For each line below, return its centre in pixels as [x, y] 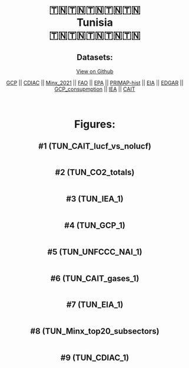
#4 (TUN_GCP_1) [95, 226]
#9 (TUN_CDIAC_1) [95, 358]
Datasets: [95, 57]
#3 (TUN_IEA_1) [95, 199]
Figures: [95, 124]
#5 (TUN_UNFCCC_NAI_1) [95, 252]
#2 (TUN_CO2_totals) [95, 172]
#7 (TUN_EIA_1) [95, 305]
